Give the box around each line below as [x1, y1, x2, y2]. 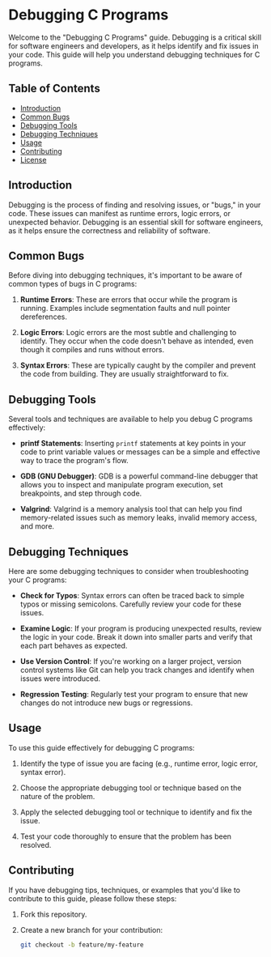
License [19, 155, 47, 164]
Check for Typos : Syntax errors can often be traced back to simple [19, 591, 245, 600]
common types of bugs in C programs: [8, 279, 138, 289]
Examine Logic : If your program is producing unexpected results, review [19, 623, 262, 633]
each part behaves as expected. [19, 641, 128, 650]
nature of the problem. [19, 791, 95, 801]
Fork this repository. [19, 909, 87, 919]
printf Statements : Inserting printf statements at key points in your [19, 439, 247, 449]
